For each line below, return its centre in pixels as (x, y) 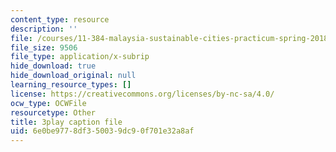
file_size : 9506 (44, 47)
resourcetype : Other (53, 112)
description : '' (44, 29)
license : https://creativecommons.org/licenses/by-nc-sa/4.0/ (142, 94)
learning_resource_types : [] (71, 85)
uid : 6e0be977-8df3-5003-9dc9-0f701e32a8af (102, 131)
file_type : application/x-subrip (80, 57)
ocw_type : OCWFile (48, 103)
